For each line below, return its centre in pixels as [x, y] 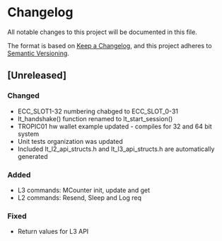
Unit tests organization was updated [70, 141]
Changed [24, 96]
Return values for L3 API [53, 232]
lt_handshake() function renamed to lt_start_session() [95, 118]
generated [33, 156]
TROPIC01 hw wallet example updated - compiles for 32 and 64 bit [115, 126]
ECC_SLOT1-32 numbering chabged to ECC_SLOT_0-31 [98, 111]
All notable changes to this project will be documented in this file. [103, 32]
